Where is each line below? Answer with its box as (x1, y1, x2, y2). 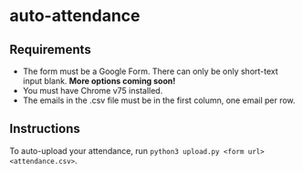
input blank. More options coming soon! (22, 76, 176, 86)
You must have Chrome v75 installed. (22, 86, 163, 96)
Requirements (9, 42, 91, 57)
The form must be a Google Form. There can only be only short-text (22, 66, 278, 76)
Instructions (9, 121, 80, 137)
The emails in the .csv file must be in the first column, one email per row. (22, 95, 296, 106)
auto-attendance (9, 5, 141, 26)
